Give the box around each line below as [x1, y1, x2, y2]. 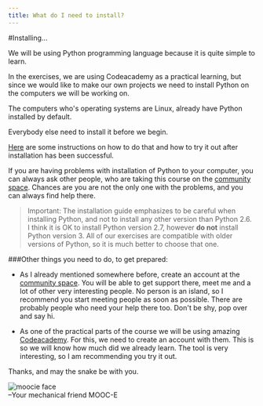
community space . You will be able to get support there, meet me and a [19, 277, 251, 287]
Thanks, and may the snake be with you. [8, 366, 139, 376]
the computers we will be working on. [8, 88, 130, 98]
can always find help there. [8, 190, 96, 200]
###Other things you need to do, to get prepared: [8, 254, 169, 263]
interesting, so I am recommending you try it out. [19, 351, 177, 361]
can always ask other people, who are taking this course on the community [8, 174, 251, 183]
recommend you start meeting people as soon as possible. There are [19, 295, 243, 304]
